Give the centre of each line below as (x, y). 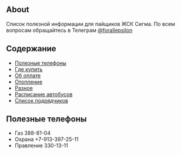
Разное (24, 88)
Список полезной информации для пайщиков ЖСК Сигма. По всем (90, 24)
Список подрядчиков (41, 100)
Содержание (31, 49)
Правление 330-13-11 (41, 146)
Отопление (29, 81)
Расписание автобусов (43, 94)
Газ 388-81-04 (33, 133)
